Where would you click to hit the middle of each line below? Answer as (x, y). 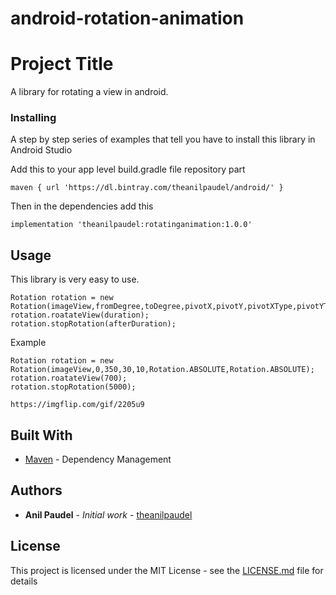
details (24, 581)
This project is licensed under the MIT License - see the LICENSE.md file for (167, 570)
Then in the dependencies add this (82, 206)
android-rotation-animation (127, 18)
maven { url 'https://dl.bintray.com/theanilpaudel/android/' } (147, 188)
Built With (41, 435)
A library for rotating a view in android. (89, 92)
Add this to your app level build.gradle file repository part (128, 169)
